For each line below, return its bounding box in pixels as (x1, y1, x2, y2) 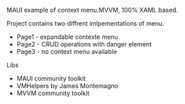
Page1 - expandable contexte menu (16, 33, 119, 41)
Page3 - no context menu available (16, 48, 118, 55)
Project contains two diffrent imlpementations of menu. (6, 19, 165, 27)
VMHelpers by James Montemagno (16, 82, 119, 89)
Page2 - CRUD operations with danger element (16, 40, 152, 48)
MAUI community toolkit (16, 74, 86, 83)
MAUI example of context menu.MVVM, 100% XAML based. (6, 6, 179, 14)
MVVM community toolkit (16, 89, 90, 97)
